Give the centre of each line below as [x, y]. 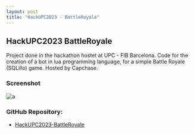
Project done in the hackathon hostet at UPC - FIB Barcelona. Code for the [97, 55]
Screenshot [23, 84]
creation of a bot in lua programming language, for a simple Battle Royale [96, 62]
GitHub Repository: [35, 111]
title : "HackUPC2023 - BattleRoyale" [53, 17]
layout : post [22, 12]
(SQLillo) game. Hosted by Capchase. [52, 68]
